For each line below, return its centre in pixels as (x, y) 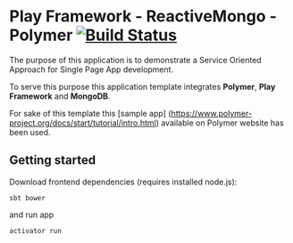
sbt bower (28, 198)
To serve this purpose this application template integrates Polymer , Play (142, 86)
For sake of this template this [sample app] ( (90, 113)
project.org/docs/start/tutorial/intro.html (83, 123)
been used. (30, 132)
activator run (36, 231)
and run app (32, 215)
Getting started (53, 161)
